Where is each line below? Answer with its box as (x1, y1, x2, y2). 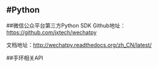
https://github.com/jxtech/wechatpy (6, 29, 97, 36)
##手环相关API (6, 54, 44, 62)
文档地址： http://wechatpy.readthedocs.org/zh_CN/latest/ (6, 41, 152, 48)
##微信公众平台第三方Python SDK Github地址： (6, 21, 126, 29)
